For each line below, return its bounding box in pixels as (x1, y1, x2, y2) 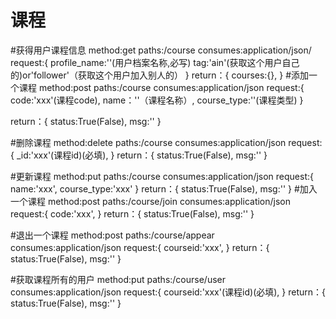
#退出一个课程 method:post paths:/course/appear (10, 229, 215, 241)
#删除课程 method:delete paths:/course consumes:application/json (10, 136, 287, 148)
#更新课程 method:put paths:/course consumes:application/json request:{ (10, 170, 314, 182)
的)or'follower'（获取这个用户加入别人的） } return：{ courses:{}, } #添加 (10, 69, 310, 81)
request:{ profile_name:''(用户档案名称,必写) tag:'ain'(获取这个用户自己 (10, 56, 300, 68)
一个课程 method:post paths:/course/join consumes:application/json (10, 195, 292, 207)
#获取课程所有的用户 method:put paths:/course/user (10, 273, 226, 285)
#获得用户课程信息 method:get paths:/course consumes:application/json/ (10, 44, 312, 56)
